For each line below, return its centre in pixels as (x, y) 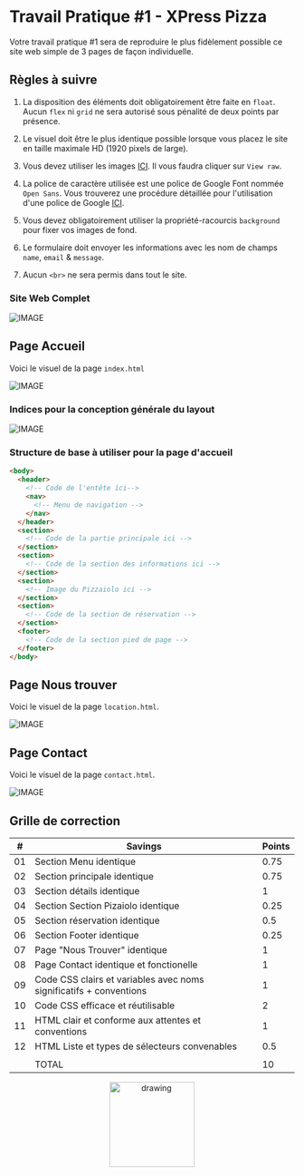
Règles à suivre (53, 80)
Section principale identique (94, 877)
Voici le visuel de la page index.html (77, 368)
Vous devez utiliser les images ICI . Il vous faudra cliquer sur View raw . (152, 166)
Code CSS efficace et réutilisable (105, 1006)
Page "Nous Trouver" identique (101, 950)
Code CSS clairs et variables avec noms (119, 979)
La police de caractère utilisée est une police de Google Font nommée (153, 183)
